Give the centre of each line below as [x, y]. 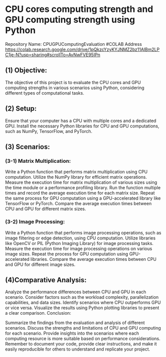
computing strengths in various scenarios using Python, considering [75, 88]
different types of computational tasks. [45, 93]
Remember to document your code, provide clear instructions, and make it [81, 344]
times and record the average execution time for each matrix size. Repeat [80, 193]
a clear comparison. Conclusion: [38, 313]
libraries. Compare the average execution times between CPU [94, 259]
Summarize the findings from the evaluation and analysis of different [75, 323]
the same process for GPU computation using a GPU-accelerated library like [83, 198]
